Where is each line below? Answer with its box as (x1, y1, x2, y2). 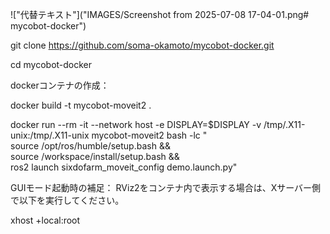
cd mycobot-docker (10, 59, 93, 70)
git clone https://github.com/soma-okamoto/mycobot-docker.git (10, 39, 275, 51)
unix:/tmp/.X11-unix (10, 129, 90, 141)
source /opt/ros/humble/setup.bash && (10, 140, 171, 152)
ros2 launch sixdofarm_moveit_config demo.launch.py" (10, 161, 238, 173)
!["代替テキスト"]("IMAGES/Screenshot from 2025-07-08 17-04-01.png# (10, 9, 310, 20)
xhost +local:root (10, 214, 81, 226)
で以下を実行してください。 (10, 194, 125, 206)
